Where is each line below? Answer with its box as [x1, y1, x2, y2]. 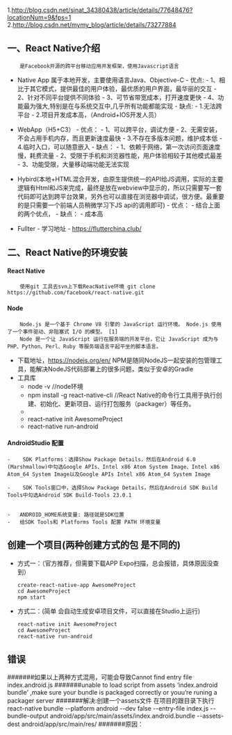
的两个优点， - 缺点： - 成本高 [17, 209, 103, 218]
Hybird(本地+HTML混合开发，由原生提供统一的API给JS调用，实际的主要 [17, 175, 224, 183]
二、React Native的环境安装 [7, 247, 128, 259]
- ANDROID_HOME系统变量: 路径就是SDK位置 [7, 511, 125, 518]
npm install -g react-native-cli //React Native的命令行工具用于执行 [27, 391, 217, 399]
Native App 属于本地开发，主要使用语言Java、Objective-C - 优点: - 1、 [17, 76, 219, 84]
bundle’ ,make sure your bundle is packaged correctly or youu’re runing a [7, 688, 217, 697]
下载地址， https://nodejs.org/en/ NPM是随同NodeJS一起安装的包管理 [17, 356, 217, 364]
